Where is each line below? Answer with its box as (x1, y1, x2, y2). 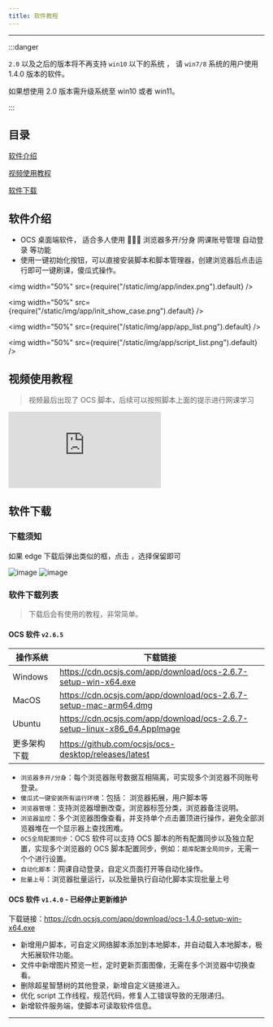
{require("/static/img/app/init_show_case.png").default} (8, 306, 195, 316)
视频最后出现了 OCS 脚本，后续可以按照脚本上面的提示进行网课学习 (28, 396, 254, 405)
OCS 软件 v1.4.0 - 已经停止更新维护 (8, 894, 128, 904)
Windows (12, 671, 49, 683)
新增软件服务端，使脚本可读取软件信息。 (19, 1001, 156, 1011)
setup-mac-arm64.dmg (59, 700, 153, 711)
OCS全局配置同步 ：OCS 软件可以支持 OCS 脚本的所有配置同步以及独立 (19, 833, 247, 843)
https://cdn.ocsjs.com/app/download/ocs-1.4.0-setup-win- (44, 914, 242, 924)
